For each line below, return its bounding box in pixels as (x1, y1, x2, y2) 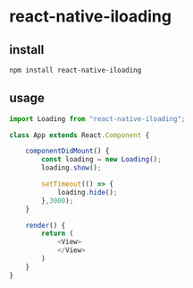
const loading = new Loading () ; (41, 155, 163, 164)
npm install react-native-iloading (9, 65, 142, 74)
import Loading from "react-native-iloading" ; (9, 114, 186, 123)
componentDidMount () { (25, 146, 110, 156)
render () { (25, 221, 66, 230)
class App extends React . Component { (9, 130, 150, 140)
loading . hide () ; (56, 188, 118, 196)
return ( (41, 229, 74, 239)
